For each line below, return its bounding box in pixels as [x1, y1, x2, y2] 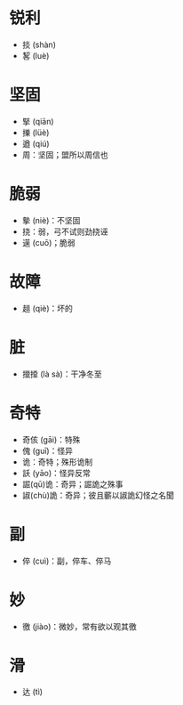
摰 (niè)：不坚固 [21, 215, 81, 225]
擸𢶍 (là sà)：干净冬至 [21, 369, 102, 379]
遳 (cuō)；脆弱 [21, 237, 76, 247]
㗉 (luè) [21, 50, 50, 61]
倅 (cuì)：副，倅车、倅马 [21, 555, 112, 566]
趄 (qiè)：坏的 [21, 303, 74, 313]
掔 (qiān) [21, 116, 55, 126]
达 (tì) [21, 686, 43, 697]
